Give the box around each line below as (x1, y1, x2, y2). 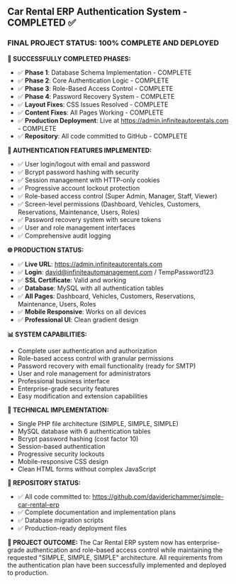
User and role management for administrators (17, 369, 151, 378)
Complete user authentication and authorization (17, 346, 157, 355)
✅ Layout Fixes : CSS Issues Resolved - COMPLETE (17, 100, 169, 109)
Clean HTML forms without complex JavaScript (17, 464, 157, 473)
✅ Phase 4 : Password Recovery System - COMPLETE (17, 92, 175, 100)
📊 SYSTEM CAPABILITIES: (7, 330, 87, 339)
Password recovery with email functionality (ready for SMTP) (17, 361, 196, 370)
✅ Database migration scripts (17, 516, 104, 524)
